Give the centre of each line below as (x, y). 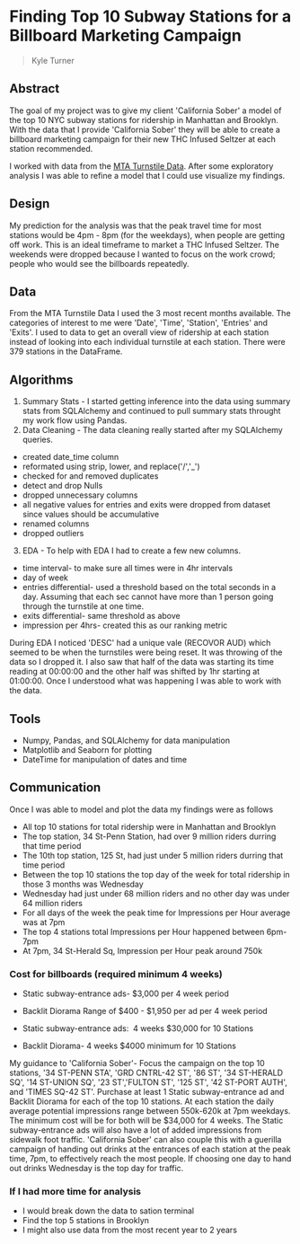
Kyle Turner (53, 60)
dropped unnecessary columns (80, 495)
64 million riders (53, 903)
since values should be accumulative (91, 515)
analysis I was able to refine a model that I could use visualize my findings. (147, 175)
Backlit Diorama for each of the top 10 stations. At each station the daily (141, 1101)
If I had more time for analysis (75, 1192)
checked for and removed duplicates (90, 476)
